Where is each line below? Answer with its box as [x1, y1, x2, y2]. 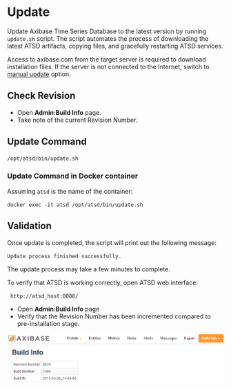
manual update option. [7, 70, 71, 78]
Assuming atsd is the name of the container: [7, 187, 133, 195]
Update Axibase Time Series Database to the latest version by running [7, 27, 207, 35]
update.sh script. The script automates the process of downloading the [7, 34, 209, 42]
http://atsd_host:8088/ [10, 292, 79, 300]
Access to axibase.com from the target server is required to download [7, 55, 206, 63]
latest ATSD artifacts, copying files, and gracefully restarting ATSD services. [7, 42, 223, 50]
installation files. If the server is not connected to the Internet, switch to [7, 62, 210, 71]
